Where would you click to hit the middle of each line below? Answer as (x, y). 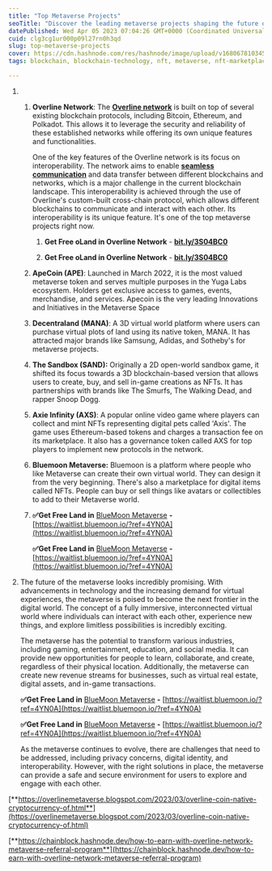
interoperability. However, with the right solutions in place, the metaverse (142, 766)
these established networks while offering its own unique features (142, 132)
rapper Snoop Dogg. (66, 399)
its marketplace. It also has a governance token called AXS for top (142, 440)
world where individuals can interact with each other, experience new (136, 616)
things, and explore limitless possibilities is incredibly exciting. (123, 625)
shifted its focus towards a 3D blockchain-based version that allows (145, 373)
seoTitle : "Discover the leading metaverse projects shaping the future (134, 23)
